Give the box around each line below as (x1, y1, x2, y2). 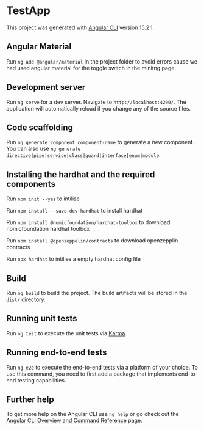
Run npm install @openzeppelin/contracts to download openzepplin (6, 237, 178, 244)
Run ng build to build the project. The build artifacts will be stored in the (6, 290, 188, 296)
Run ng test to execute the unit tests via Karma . (6, 329, 127, 337)
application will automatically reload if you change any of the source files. (6, 104, 191, 112)
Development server (6, 82, 86, 92)
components (6, 178, 56, 189)
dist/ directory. (6, 296, 46, 303)
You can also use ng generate (6, 145, 81, 153)
